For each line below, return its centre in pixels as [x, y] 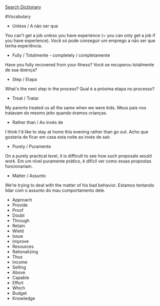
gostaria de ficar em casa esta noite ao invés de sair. [58, 137]
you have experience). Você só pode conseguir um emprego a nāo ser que [80, 41]
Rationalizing [25, 252]
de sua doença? [21, 70]
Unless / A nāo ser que [35, 26]
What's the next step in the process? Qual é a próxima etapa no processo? [80, 89]
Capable [20, 277]
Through [21, 221]
